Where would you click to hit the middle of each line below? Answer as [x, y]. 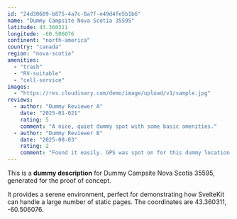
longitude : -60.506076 [41, 34]
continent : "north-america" [49, 41]
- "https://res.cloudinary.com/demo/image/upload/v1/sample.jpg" [112, 93]
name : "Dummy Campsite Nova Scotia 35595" [71, 21]
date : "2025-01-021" [50, 113]
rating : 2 [35, 146]
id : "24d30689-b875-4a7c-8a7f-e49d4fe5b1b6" [74, 14]
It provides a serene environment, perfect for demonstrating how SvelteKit [116, 194]
